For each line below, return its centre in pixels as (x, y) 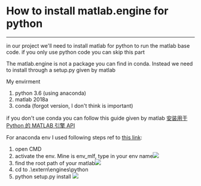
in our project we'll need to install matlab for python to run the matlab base (98, 45)
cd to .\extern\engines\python (51, 169)
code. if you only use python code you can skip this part (76, 52)
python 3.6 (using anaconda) (51, 93)
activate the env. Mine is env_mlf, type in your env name (84, 156)
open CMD (28, 149)
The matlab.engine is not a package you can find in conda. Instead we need (100, 63)
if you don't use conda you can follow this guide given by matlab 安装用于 (97, 118)
